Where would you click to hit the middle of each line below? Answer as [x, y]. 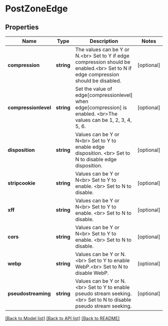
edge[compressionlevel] [104, 95]
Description [104, 41]
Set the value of [94, 89]
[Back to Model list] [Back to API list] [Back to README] [62, 318]
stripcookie [22, 183]
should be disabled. [98, 81]
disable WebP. [92, 273]
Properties [22, 27]
